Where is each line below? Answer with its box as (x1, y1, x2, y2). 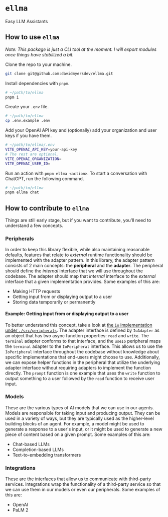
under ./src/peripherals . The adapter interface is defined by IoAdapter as (5, 327, 159, 333)
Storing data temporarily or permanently (12, 299, 96, 305)
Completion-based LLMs (12, 447, 64, 453)
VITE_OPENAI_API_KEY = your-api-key (5, 147, 78, 152)
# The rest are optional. (5, 152, 59, 157)
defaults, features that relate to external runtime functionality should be (5, 252, 153, 258)
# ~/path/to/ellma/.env (5, 142, 55, 147)
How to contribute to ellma (5, 204, 89, 212)
